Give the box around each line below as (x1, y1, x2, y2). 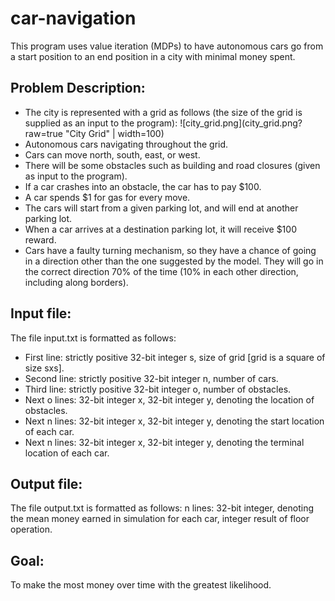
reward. (24, 233, 57, 246)
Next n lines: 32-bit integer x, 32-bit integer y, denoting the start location (24, 415, 325, 427)
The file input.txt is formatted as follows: (10, 332, 177, 344)
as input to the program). (24, 170, 128, 182)
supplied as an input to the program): (24, 117, 178, 129)
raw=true (24, 127, 63, 139)
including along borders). (24, 276, 129, 288)
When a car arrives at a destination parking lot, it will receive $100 (24, 223, 297, 235)
